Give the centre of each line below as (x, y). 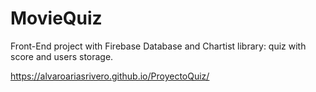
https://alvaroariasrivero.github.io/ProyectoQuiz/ (110, 76)
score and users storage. (62, 56)
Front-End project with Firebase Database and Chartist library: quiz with (158, 46)
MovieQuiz (56, 18)
